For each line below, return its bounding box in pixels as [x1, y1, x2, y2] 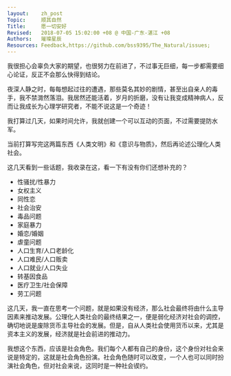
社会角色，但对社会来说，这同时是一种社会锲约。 [12, 362, 152, 370]
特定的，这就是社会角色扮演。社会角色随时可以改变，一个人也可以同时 [19, 353, 218, 361]
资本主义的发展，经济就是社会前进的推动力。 [7, 330, 134, 338]
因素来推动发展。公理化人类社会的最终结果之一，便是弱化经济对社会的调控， [7, 313, 224, 320]
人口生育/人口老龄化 [16, 247, 74, 254]
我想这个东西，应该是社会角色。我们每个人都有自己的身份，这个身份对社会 [7, 344, 218, 353]
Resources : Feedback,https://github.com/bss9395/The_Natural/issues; [7, 42, 211, 49]
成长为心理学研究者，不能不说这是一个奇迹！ [25, 102, 152, 110]
